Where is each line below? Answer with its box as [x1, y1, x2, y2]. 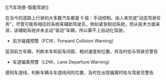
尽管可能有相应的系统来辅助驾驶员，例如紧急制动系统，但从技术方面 [15, 21, 156, 27]
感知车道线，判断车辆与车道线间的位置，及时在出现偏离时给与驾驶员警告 [5, 70, 154, 76]
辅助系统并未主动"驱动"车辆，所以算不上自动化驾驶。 [18, 27, 128, 33]
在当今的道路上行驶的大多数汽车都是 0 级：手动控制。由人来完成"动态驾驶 [5, 15, 157, 21]
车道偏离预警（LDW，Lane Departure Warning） [12, 59, 113, 65]
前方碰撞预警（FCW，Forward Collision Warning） [12, 38, 116, 44]
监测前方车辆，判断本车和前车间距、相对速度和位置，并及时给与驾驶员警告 [5, 49, 158, 54]
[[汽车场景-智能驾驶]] [5, 4, 49, 10]
